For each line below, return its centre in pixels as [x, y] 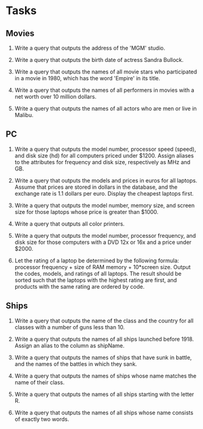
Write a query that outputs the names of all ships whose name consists [104, 412]
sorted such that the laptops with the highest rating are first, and [96, 280]
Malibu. [24, 115]
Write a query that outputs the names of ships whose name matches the [105, 376]
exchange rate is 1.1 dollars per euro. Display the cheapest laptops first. [104, 193]
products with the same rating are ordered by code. [79, 286]
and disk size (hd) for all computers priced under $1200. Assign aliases [104, 155]
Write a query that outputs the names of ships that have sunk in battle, [103, 357]
